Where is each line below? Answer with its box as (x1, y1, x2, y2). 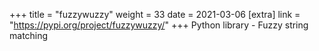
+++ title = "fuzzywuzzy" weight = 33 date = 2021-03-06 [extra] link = (9, 9, 301, 20)
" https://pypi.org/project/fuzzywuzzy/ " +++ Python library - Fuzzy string (9, 19, 309, 31)
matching (9, 30, 49, 41)
